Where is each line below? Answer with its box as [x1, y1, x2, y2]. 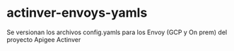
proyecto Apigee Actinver [6, 35, 81, 43]
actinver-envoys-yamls [6, 5, 148, 21]
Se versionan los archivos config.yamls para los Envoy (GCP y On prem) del [6, 28, 228, 36]
